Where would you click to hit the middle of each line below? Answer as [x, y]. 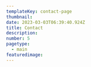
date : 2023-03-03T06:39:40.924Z [45, 22]
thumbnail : [19, 17]
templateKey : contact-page [39, 11]
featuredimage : [25, 55]
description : [22, 33]
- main [19, 50]
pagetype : [18, 44]
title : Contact [25, 28]
